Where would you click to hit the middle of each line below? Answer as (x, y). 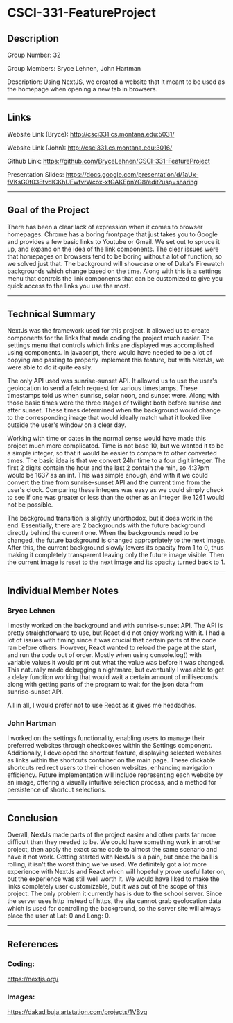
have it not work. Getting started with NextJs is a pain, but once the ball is (113, 857)
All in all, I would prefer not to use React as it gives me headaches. (102, 706)
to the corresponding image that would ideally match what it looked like (109, 418)
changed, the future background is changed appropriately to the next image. (116, 540)
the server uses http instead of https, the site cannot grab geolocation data (114, 901)
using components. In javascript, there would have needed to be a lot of (110, 353)
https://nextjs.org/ (33, 979)
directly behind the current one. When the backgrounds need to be (103, 533)
